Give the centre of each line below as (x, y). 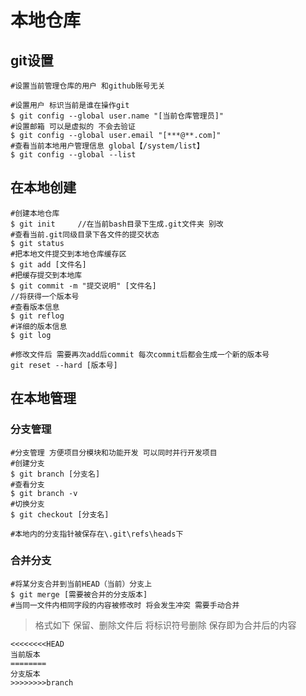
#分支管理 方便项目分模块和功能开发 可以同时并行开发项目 (114, 452)
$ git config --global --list (73, 155)
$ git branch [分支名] (55, 474)
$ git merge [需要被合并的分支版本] (79, 594)
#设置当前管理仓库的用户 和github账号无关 (88, 86)
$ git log (31, 335)
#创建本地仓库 (35, 213)
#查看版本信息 (35, 307)
